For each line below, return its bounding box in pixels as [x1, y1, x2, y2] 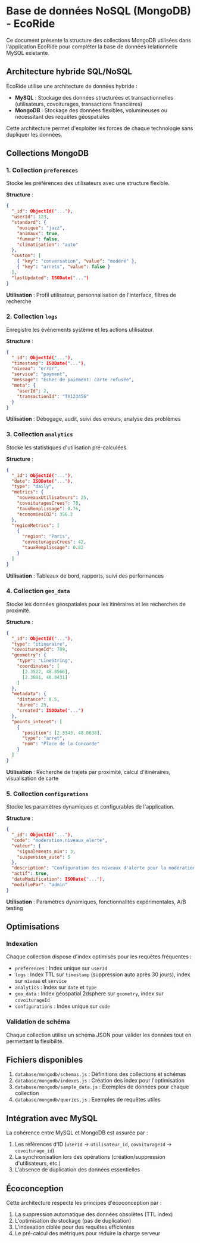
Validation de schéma [6, 1017, 70, 1026]
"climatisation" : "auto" [17, 242, 79, 248]
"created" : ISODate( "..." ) [17, 708, 84, 714]
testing [6, 904, 23, 911]
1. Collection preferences [6, 166, 79, 174]
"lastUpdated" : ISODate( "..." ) [11, 274, 89, 281]
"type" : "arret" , [21, 735, 65, 741]
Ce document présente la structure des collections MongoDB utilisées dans [6, 36, 192, 44]
